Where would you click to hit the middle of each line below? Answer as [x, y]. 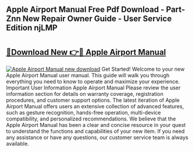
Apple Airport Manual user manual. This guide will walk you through [88, 75]
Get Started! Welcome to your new [143, 69]
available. [18, 144]
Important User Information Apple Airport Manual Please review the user [93, 88]
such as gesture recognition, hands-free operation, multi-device [84, 113]
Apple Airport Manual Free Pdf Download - [85, 10]
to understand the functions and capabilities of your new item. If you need [96, 131]
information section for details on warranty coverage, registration [85, 94]
